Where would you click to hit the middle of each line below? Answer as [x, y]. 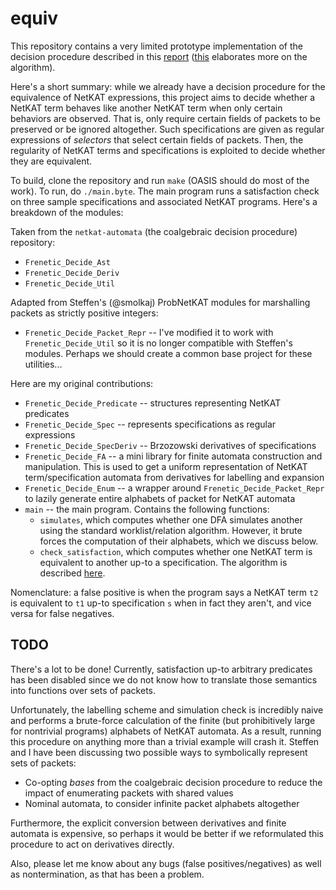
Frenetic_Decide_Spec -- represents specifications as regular [150, 424]
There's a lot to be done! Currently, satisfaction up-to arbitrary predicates [161, 669]
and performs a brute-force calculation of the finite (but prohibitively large [163, 720]
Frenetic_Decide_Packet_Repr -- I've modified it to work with [149, 332]
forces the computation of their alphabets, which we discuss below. [179, 541]
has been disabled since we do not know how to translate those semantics [164, 679]
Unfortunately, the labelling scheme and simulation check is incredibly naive [167, 709]
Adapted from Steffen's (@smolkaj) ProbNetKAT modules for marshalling [160, 302]
